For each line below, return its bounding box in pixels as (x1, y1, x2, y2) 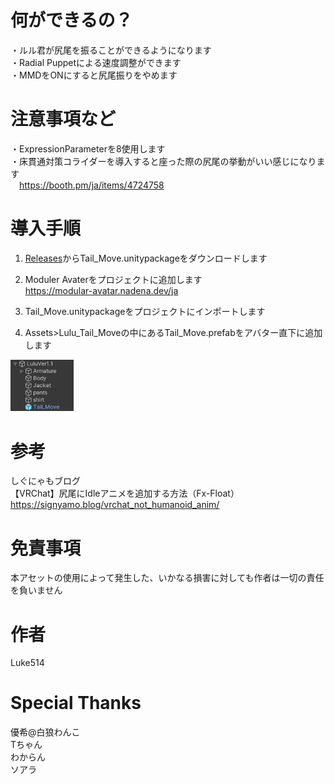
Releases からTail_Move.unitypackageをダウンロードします (24, 252, 268, 264)
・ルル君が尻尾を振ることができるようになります (10, 44, 212, 56)
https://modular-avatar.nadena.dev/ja (24, 284, 179, 296)
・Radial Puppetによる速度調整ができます (10, 56, 182, 68)
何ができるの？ (10, 9, 133, 32)
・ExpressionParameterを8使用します (10, 142, 166, 155)
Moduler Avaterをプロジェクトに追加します (24, 273, 203, 285)
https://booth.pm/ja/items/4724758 (19, 179, 165, 191)
